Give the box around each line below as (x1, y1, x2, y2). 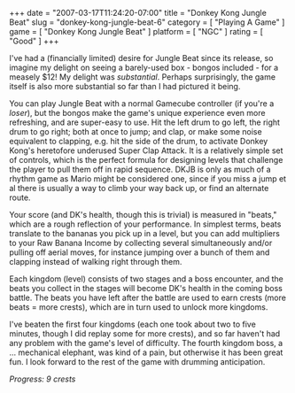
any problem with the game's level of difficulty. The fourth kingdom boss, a (9, 338, 283, 348)
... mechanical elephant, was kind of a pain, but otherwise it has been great (9, 347, 283, 358)
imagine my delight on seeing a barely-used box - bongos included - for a (9, 62, 279, 73)
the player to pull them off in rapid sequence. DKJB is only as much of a (9, 164, 271, 174)
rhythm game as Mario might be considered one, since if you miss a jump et (9, 173, 286, 184)
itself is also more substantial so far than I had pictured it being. (9, 81, 241, 91)
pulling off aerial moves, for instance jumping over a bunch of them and (9, 247, 270, 258)
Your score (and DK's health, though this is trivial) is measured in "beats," (9, 210, 277, 220)
